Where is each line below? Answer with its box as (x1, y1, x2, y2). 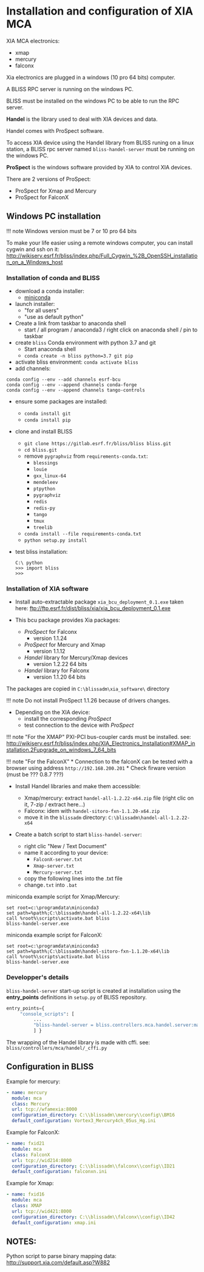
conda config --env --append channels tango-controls (6, 387, 146, 393)
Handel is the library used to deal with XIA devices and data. (6, 115, 158, 123)
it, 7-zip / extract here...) (24, 801, 86, 808)
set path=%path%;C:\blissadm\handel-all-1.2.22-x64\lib (6, 910, 151, 916)
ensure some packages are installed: (15, 398, 107, 405)
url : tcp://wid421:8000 (12, 1208, 72, 1214)
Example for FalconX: (6, 1129, 60, 1136)
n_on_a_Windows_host (6, 258, 63, 265)
